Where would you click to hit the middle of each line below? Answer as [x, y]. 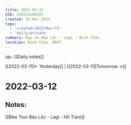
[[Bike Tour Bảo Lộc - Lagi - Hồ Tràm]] [45, 117]
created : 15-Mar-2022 [28, 19]
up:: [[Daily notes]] [25, 56]
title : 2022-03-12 [24, 10]
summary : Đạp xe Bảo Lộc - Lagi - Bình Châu [52, 38]
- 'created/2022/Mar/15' [36, 28]
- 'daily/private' [29, 33]
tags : [11, 24]
